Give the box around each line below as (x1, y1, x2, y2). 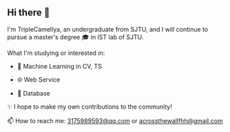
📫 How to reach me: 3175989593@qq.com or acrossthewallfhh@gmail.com (7, 116, 223, 124)
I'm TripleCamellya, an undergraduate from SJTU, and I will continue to (7, 25, 209, 33)
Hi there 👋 (7, 7, 50, 19)
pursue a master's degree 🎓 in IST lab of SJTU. (7, 32, 144, 41)
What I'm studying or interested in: (7, 49, 105, 57)
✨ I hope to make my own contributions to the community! (7, 102, 172, 111)
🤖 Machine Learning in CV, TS (17, 62, 102, 70)
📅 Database (17, 89, 50, 97)
